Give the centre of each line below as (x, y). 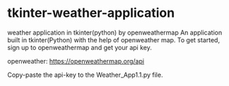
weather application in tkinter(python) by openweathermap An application (115, 32)
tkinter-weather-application (91, 13)
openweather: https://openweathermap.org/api (76, 61)
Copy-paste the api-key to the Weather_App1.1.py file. (85, 75)
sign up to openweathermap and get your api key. (80, 47)
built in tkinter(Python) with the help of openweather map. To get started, (114, 39)
